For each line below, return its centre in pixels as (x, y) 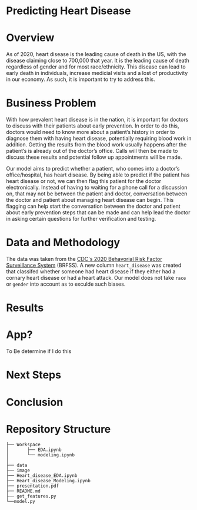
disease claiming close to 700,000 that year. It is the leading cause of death (98, 61)
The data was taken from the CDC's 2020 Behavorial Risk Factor (84, 259)
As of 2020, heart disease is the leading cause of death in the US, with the (96, 54)
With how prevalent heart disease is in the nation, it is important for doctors (97, 120)
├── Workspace (24, 445)
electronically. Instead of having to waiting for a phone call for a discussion (97, 188)
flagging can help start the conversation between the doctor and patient (93, 206)
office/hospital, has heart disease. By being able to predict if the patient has (98, 175)
